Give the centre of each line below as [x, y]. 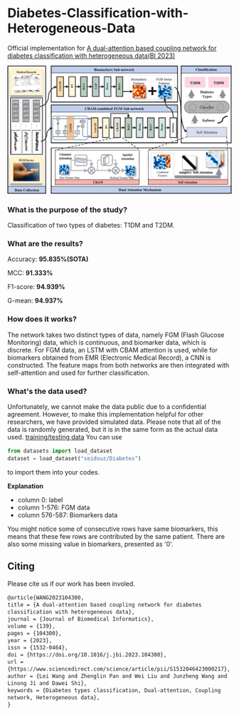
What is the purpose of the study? [68, 210]
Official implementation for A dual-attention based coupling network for [112, 48]
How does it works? [42, 319]
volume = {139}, [31, 626]
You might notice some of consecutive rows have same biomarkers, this [113, 529]
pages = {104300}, [34, 633]
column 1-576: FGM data [54, 507]
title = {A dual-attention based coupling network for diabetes [105, 604]
